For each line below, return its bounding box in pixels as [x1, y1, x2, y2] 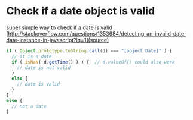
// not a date [11, 103, 47, 109]
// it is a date [11, 53, 52, 59]
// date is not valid [17, 64, 71, 71]
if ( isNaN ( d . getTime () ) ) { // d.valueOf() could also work [11, 59, 175, 65]
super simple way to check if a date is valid [6, 24, 112, 31]
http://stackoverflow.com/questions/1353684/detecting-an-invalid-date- [8, 30, 187, 37]
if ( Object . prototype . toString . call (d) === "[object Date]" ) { [6, 48, 172, 54]
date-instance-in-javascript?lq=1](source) [6, 36, 109, 43]
